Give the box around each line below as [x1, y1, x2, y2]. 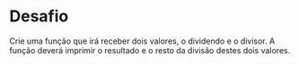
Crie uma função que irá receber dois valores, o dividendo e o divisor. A [9, 36, 276, 46]
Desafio [9, 6, 69, 27]
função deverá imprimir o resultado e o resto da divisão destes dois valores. [9, 44, 291, 55]
